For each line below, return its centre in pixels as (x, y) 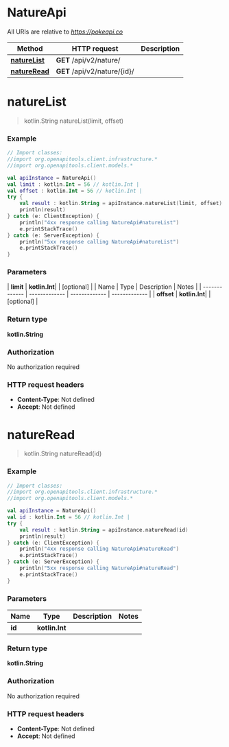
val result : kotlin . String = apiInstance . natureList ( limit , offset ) (121, 204)
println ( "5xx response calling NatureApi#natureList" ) (99, 241)
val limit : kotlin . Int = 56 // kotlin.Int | (73, 184)
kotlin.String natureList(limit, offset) (74, 121)
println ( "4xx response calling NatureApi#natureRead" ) (99, 549)
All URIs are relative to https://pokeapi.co (65, 32)
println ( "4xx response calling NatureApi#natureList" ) (99, 222)
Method (30, 48)
